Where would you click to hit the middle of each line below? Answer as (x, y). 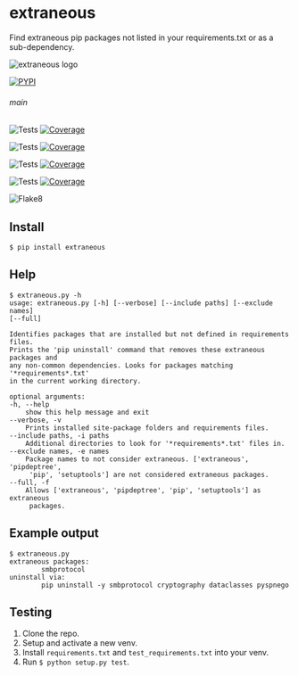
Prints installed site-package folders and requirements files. (147, 428)
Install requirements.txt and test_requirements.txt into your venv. (145, 653)
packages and (33, 358)
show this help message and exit (87, 412)
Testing (31, 612)
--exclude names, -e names (59, 451)
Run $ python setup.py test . (75, 662)
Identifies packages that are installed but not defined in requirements (149, 334)
